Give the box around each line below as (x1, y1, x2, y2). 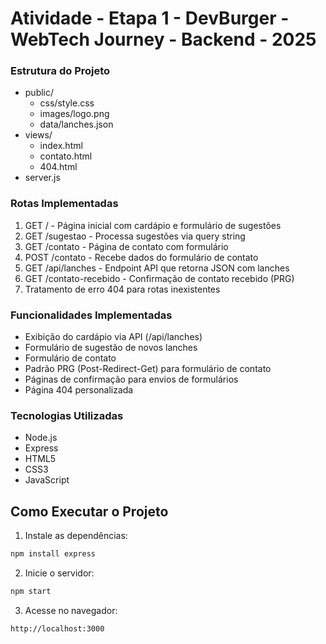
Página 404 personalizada (24, 384, 134, 396)
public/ (24, 87, 55, 99)
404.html (39, 161, 78, 173)
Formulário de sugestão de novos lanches (24, 342, 198, 354)
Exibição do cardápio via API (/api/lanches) (24, 331, 203, 343)
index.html (39, 140, 83, 152)
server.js (24, 172, 61, 184)
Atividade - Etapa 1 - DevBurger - (10, 7, 290, 30)
